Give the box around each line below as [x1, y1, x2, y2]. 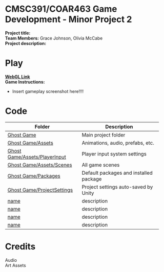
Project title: [5, 30, 31, 36]
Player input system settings [82, 150, 147, 157]
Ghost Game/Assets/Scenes [7, 161, 72, 168]
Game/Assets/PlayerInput [7, 153, 66, 160]
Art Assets [5, 262, 26, 268]
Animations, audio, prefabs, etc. [82, 139, 155, 146]
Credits [5, 241, 36, 252]
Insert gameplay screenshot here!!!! [12, 88, 84, 94]
